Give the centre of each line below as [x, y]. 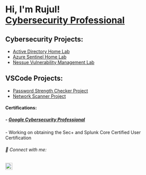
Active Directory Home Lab [41, 51]
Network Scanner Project [39, 96]
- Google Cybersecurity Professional [45, 119]
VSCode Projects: [34, 79]
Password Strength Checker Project [50, 91]
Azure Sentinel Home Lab [40, 57]
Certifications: [21, 108]
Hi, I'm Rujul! [33, 9]
